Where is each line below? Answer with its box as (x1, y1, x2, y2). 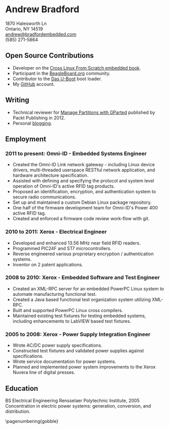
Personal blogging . (12, 120, 52, 126)
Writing (5, 96, 29, 105)
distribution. (5, 408, 30, 414)
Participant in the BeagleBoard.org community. (12, 70, 111, 76)
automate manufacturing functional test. (12, 291, 97, 297)
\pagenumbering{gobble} (5, 418, 58, 424)
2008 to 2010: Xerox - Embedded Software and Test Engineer (5, 274, 160, 281)
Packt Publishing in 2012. (12, 114, 65, 120)
